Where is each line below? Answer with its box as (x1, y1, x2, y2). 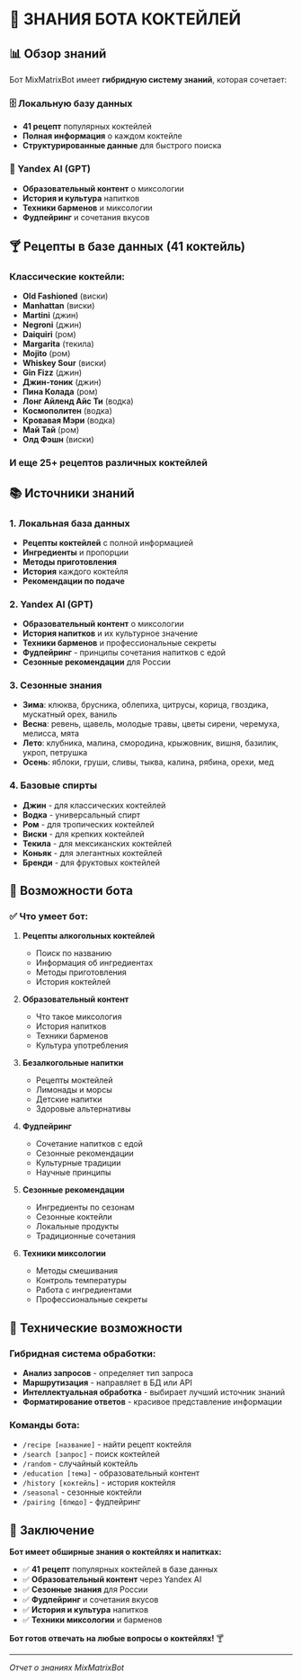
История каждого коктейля (22, 566, 129, 576)
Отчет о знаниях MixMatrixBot (9, 1662, 124, 1673)
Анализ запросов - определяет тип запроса (22, 1368, 193, 1379)
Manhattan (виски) (22, 300, 95, 311)
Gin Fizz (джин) (22, 367, 83, 378)
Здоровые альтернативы (35, 1104, 132, 1114)
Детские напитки (35, 1094, 102, 1105)
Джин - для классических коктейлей (22, 800, 166, 810)
